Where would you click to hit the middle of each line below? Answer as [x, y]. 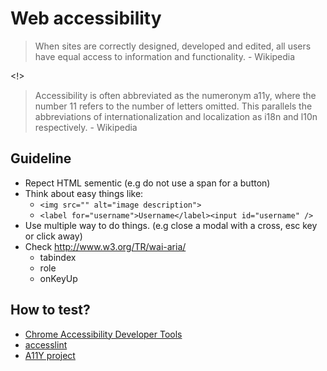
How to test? [50, 310]
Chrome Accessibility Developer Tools [103, 334]
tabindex [58, 257]
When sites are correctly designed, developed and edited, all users [173, 46]
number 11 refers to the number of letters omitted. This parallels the [173, 106]
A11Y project [50, 355]
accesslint [46, 344]
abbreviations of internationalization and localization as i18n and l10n [176, 116]
